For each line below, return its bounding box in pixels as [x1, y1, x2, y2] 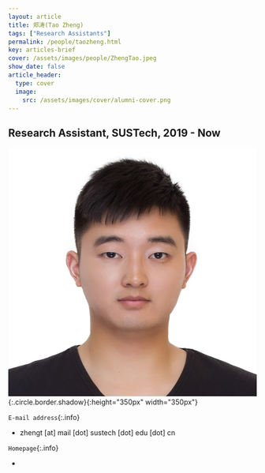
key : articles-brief [8, 46, 77, 54]
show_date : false [8, 63, 65, 71]
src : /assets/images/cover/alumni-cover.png [22, 96, 171, 104]
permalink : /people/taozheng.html [8, 38, 122, 46]
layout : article [8, 13, 62, 21]
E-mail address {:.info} [8, 413, 80, 422]
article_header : [8, 71, 62, 79]
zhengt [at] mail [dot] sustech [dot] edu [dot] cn [19, 428, 176, 437]
